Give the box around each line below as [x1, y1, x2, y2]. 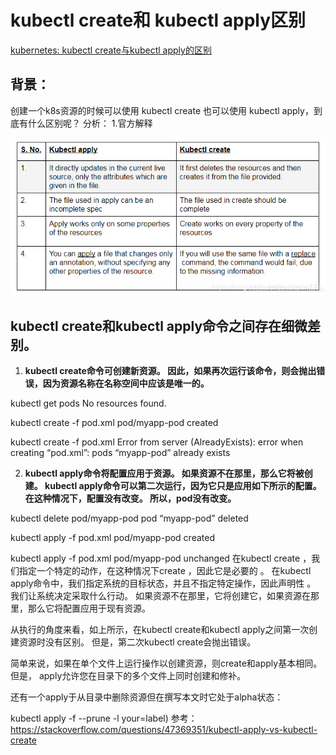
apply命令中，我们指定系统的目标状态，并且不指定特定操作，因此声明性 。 [10, 577, 317, 589]
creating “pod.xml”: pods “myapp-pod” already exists [10, 446, 231, 458]
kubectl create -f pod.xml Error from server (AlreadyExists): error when [10, 436, 304, 448]
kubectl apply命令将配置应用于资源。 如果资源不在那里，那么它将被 [24, 467, 305, 479]
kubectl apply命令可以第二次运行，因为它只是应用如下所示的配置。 [44, 479, 322, 491]
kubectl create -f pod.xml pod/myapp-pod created [10, 416, 219, 428]
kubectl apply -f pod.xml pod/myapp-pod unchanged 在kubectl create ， [10, 552, 312, 564]
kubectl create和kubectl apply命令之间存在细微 [10, 317, 308, 335]
